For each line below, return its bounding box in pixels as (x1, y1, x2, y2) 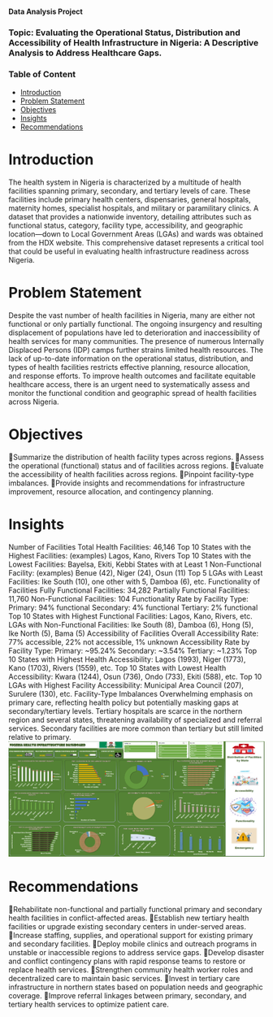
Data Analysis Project (8, 7, 83, 16)
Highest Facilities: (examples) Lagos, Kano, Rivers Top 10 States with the (8, 550, 252, 560)
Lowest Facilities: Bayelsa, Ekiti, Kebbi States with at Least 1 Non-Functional (8, 559, 262, 569)
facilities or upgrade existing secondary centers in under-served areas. (8, 922, 246, 932)
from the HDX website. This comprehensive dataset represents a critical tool (8, 237, 264, 247)
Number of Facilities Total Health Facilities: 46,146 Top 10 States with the (8, 541, 252, 552)
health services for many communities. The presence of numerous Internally (8, 336, 264, 346)
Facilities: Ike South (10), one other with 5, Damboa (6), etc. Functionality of (8, 576, 261, 586)
